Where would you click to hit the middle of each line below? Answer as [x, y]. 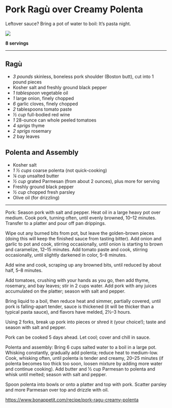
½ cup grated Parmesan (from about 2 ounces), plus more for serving [86, 181]
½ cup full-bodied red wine [41, 114]
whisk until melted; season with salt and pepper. [56, 374]
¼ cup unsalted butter [36, 176]
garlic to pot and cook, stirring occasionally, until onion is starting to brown [84, 244]
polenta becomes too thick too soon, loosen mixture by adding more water [84, 363]
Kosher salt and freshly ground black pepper [60, 87]
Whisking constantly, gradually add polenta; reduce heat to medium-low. [82, 353]
